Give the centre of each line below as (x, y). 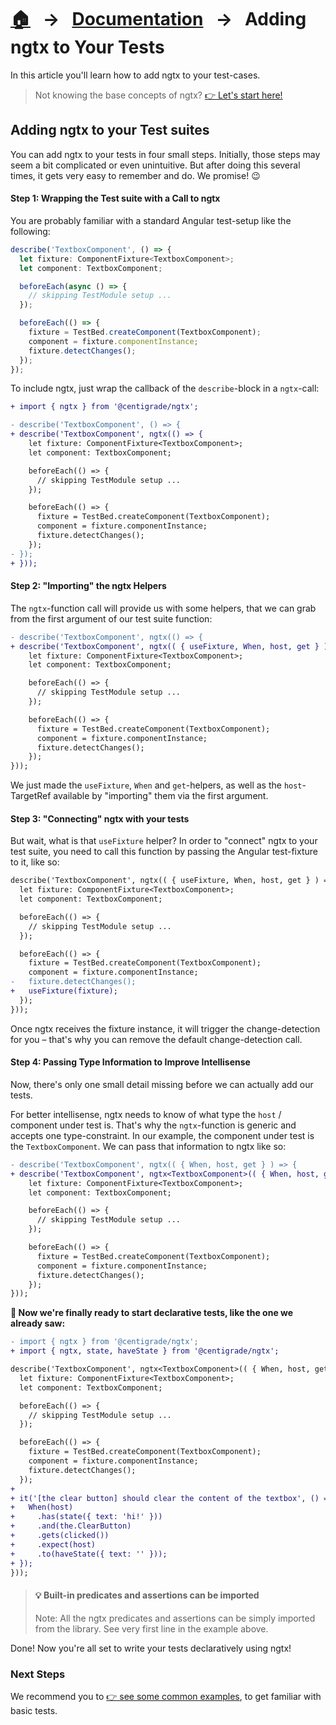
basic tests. (34, 1710)
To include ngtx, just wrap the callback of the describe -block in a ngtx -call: (165, 388)
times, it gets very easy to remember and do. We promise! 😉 (135, 175)
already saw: (38, 1323)
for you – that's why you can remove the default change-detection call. (156, 1039)
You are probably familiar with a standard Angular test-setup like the (151, 220)
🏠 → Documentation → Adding (158, 19)
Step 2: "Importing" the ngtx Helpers (88, 586)
